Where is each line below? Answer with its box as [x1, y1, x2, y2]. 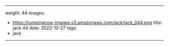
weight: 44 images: [5, 10, 45, 15]
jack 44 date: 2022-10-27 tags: [12, 25, 77, 30]
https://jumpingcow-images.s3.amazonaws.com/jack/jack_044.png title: [12, 19, 162, 25]
